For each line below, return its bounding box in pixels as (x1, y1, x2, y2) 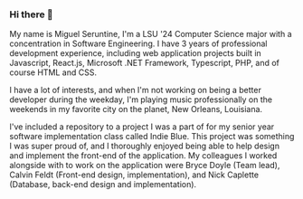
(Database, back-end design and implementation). (9, 179, 197, 190)
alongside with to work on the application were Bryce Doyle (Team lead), (9, 160, 280, 171)
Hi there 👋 (9, 8, 54, 21)
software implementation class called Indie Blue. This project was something (9, 131, 295, 142)
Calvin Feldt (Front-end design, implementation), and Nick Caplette (9, 169, 260, 180)
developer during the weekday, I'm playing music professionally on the (9, 94, 273, 105)
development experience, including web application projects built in (9, 48, 262, 59)
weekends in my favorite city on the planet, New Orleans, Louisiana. (9, 104, 263, 115)
